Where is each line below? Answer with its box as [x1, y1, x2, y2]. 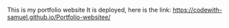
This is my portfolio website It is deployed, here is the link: [7, 6, 172, 14]
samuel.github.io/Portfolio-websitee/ [7, 13, 111, 21]
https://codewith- [173, 6, 222, 14]
